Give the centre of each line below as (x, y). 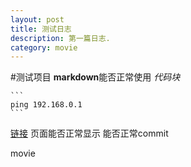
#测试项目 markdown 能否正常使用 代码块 (95, 77)
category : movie (44, 47)
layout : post (37, 19)
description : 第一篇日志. (60, 38)
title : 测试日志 (41, 29)
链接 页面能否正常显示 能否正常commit (89, 133)
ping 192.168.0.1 (46, 105)
